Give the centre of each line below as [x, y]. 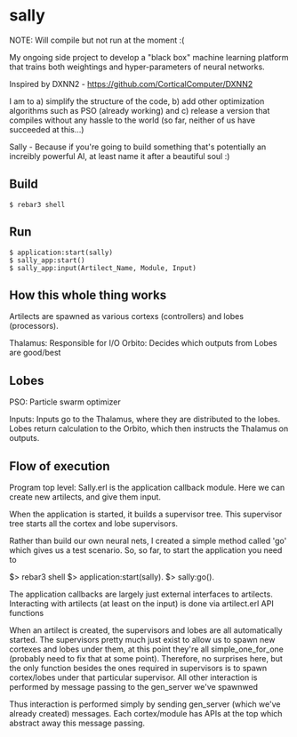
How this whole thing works [88, 295]
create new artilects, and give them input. [85, 497]
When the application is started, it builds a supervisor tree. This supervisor [146, 514]
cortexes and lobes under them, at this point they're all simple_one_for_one [147, 649]
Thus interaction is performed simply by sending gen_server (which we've [145, 704]
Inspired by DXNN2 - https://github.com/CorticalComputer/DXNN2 [131, 84]
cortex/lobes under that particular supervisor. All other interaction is [133, 677]
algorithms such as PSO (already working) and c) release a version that [140, 110]
